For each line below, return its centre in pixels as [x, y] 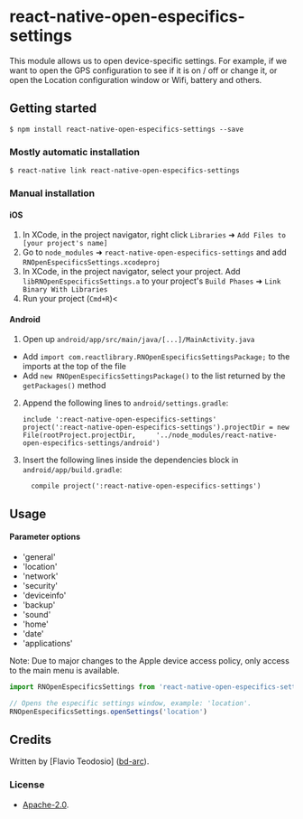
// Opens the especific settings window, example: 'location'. [131, 703]
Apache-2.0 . [46, 805]
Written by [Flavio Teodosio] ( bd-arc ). [79, 761]
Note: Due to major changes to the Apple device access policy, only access [150, 660]
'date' [33, 633]
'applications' [48, 643]
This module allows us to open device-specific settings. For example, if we [148, 60]
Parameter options [45, 537]
